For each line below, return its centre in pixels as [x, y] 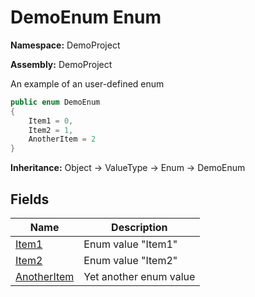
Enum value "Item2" [130, 260]
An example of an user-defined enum [87, 83]
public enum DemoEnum [55, 102]
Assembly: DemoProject [61, 64]
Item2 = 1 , [51, 130]
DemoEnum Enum [86, 17]
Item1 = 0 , [51, 121]
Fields [30, 199]
